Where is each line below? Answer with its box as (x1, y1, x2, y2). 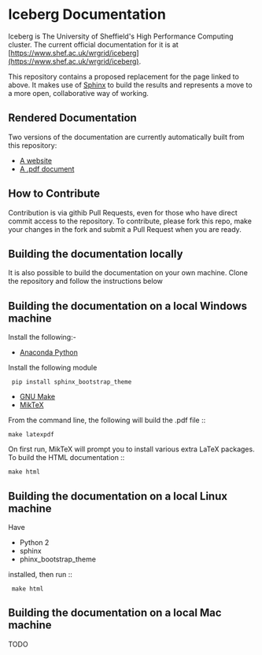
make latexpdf (8, 431, 55, 439)
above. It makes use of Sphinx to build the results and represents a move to (8, 80, 253, 90)
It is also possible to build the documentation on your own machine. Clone (8, 268, 248, 278)
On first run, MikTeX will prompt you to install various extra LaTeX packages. (8, 444, 255, 454)
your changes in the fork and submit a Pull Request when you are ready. (8, 224, 242, 234)
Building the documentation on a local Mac (8, 606, 222, 620)
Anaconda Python (19, 348, 79, 357)
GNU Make (19, 392, 56, 402)
